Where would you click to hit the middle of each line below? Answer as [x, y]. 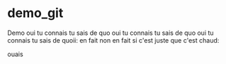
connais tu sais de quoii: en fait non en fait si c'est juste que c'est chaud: [113, 40]
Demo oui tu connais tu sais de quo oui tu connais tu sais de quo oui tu [111, 33]
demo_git [35, 13]
